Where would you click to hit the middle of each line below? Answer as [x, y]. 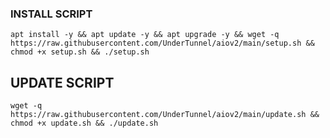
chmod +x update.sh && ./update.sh [84, 123]
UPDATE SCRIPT [62, 82]
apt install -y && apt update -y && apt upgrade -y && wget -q [145, 35]
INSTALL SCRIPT [51, 14]
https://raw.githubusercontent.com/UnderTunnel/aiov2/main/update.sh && [165, 115]
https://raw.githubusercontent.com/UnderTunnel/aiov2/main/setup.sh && [162, 43]
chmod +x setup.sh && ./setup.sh [80, 52]
